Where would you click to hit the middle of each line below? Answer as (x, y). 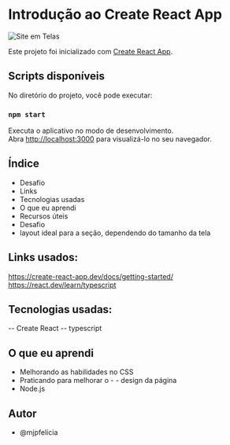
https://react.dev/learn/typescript (62, 285)
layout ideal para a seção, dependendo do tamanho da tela (115, 233)
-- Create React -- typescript (55, 329)
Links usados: (43, 257)
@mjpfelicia (39, 432)
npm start (27, 114)
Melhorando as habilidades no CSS (76, 372)
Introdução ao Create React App (115, 15)
